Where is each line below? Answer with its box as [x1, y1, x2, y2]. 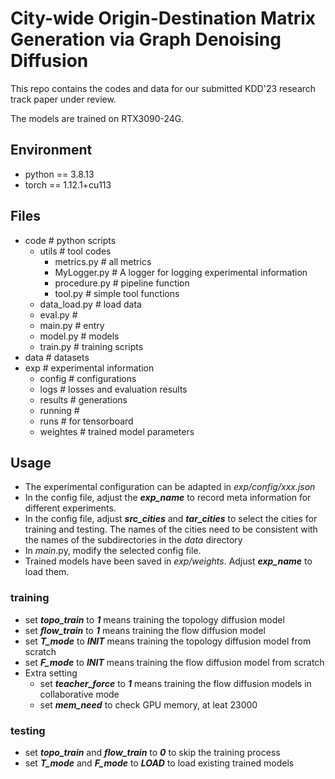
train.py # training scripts [39, 340, 144, 352]
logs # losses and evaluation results [39, 383, 188, 395]
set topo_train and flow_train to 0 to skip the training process [24, 746, 281, 758]
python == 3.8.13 [24, 168, 95, 180]
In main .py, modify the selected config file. [24, 545, 202, 557]
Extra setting [24, 667, 78, 679]
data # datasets [24, 351, 90, 363]
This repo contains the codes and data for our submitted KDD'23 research [10, 82, 317, 94]
